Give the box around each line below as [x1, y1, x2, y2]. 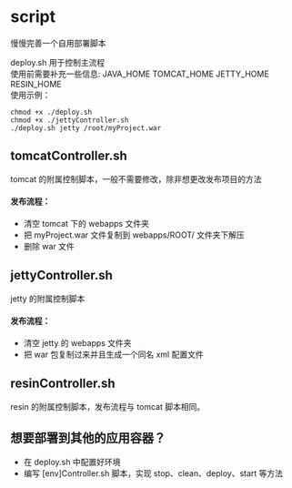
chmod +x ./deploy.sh [10, 107, 93, 117]
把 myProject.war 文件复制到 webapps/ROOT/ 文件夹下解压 [23, 229, 245, 240]
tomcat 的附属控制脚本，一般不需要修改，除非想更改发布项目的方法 [10, 173, 262, 184]
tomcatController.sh [10, 148, 128, 164]
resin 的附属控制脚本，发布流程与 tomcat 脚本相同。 [10, 401, 206, 412]
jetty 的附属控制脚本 [10, 293, 86, 304]
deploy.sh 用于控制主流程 [10, 56, 106, 67]
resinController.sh [10, 376, 116, 391]
